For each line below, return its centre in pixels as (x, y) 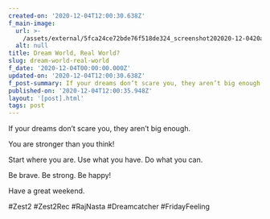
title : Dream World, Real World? (64, 53)
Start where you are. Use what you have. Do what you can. (106, 160)
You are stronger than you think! (61, 144)
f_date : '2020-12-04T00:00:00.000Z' (70, 68)
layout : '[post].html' (46, 98)
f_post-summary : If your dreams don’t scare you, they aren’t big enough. (136, 83)
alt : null (32, 46)
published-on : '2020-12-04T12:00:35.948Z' (80, 91)
